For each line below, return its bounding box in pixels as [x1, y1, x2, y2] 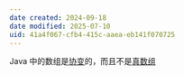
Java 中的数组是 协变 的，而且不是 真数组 [9, 56, 156, 67]
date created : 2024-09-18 [9, 13, 106, 23]
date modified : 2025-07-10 [9, 22, 111, 31]
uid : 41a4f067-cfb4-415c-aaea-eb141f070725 [9, 30, 176, 39]
